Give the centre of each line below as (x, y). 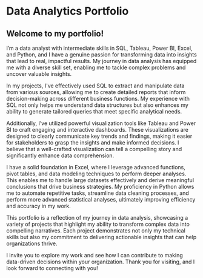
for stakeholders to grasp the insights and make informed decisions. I (93, 143)
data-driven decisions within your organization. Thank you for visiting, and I (101, 262)
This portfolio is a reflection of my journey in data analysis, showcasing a (97, 218)
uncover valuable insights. (39, 74)
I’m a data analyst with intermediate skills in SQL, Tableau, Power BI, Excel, (99, 48)
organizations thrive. (32, 243)
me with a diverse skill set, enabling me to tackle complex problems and (96, 67)
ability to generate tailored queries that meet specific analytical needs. (94, 111)
